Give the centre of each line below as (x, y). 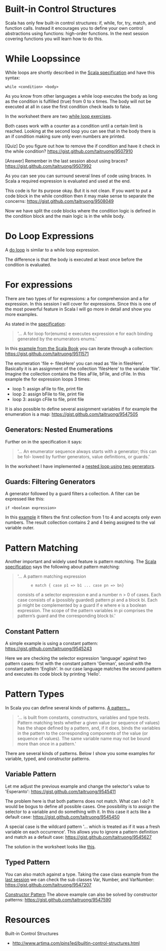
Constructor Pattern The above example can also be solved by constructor (81, 894)
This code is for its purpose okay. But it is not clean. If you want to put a (78, 190)
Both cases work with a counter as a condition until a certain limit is (74, 126)
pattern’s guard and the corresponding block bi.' (66, 616)
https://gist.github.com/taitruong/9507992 (48, 166)
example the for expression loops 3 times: (48, 379)
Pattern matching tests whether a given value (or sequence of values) (88, 723)
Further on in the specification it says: (44, 442)
